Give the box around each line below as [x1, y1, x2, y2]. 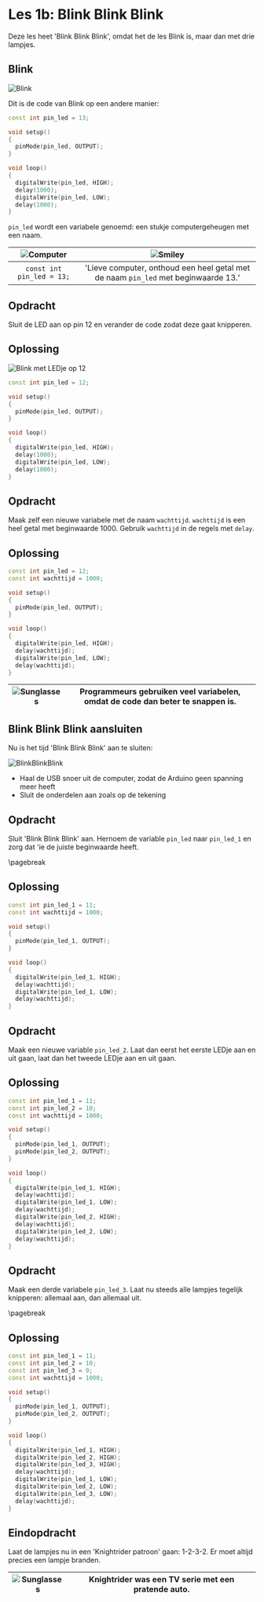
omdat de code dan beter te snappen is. [83, 696, 236, 707]
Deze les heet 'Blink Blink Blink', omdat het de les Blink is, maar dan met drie [8, 31, 255, 41]
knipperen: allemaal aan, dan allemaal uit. [8, 1293, 142, 1303]
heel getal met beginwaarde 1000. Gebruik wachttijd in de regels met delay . [8, 524, 255, 533]
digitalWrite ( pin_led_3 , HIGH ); [15, 1461, 122, 1468]
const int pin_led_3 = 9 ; [8, 1366, 93, 1374]
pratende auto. [133, 1584, 190, 1595]
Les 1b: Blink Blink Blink [8, 5, 163, 24]
